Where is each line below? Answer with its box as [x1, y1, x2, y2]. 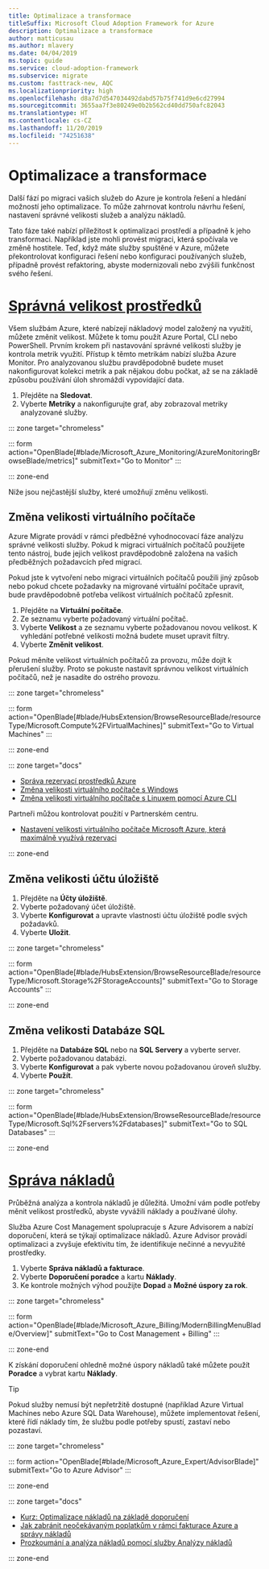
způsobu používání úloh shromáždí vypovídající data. [8, 375, 184, 384]
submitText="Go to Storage [167, 976, 259, 986]
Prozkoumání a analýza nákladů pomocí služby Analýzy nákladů [19, 1538, 233, 1547]
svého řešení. [8, 268, 54, 278]
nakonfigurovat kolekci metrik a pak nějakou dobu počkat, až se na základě [8, 366, 259, 375]
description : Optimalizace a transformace [8, 27, 153, 35]
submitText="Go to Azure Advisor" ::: [8, 1465, 131, 1475]
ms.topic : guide [8, 57, 63, 65]
